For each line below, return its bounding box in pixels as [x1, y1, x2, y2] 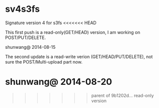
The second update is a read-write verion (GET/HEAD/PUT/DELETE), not [5, 53, 153, 60]
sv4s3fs [5, 3, 40, 15]
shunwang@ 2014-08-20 [5, 76, 112, 87]
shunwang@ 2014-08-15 [5, 44, 56, 50]
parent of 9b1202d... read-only [91, 92, 154, 98]
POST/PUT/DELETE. [5, 35, 46, 40]
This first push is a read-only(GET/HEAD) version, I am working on [5, 29, 140, 35]
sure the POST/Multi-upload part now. [5, 59, 83, 65]
